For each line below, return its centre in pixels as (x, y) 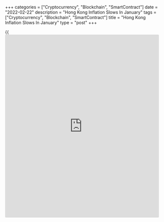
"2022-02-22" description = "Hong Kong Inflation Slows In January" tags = (81, 12)
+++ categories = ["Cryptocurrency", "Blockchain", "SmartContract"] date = (82, 7)
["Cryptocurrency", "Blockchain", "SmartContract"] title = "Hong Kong (75, 17)
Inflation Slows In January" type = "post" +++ (51, 22)
